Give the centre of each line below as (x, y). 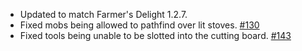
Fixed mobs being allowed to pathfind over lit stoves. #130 (139, 25)
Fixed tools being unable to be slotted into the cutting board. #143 (155, 35)
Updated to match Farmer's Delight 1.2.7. (103, 14)
